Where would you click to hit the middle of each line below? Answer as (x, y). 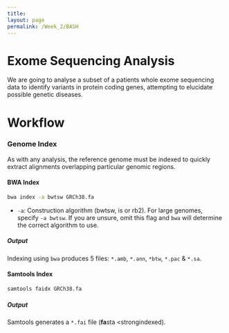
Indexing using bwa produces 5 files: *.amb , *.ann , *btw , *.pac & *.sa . (104, 258)
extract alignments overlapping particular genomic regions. (91, 166)
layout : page (26, 20)
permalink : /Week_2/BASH (43, 26)
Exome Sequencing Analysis (91, 61)
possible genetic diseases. (45, 95)
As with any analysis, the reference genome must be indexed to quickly (109, 159)
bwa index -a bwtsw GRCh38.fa (51, 197)
